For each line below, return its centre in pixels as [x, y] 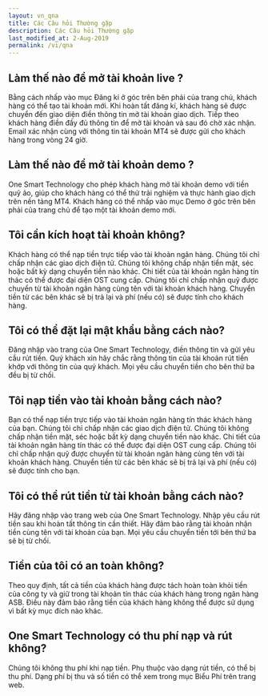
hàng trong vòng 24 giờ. [48, 139]
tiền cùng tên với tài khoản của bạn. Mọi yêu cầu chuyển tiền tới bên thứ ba [132, 532]
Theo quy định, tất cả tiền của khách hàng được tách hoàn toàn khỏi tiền [128, 585]
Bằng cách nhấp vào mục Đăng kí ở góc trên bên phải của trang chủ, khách [133, 97]
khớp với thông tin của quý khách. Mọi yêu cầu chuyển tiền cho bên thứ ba [132, 367]
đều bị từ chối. [32, 375]
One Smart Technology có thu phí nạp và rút [120, 636]
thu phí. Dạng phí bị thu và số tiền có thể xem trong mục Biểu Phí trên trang [132, 676]
